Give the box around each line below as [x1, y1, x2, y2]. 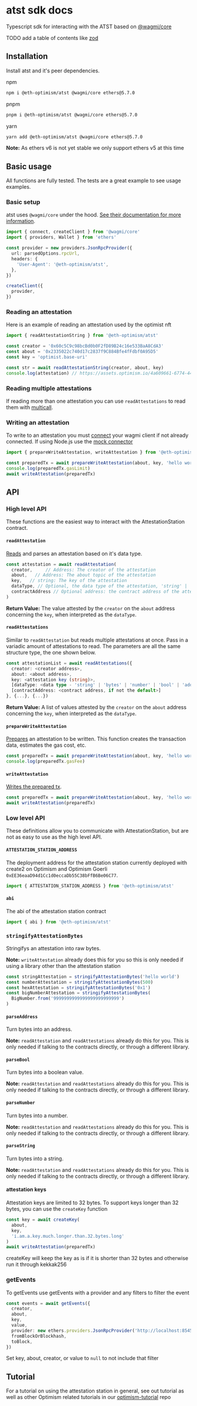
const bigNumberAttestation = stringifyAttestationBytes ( [6, 990, 151, 996]
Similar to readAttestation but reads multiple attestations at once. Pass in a [6, 636, 189, 643]
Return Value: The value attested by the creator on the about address [6, 605, 175, 612]
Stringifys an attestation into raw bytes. [6, 944, 101, 951]
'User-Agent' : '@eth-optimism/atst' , [16, 261, 109, 268]
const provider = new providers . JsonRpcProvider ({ [6, 245, 133, 251]
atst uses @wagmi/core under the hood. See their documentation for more [6, 211, 182, 218]
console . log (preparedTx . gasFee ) [6, 759, 85, 764]
